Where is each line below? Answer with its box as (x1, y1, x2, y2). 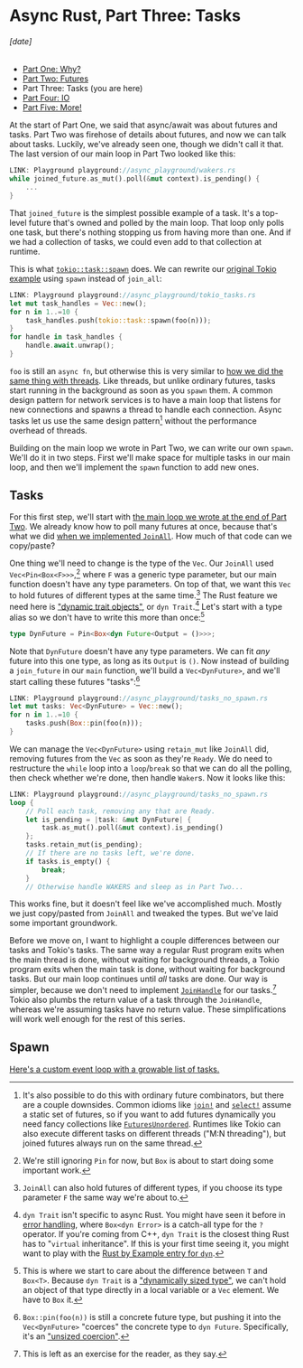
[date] (9, 35, 32, 46)
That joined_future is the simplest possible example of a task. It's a (9, 207, 262, 218)
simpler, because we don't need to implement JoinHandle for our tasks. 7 (9, 983, 277, 996)
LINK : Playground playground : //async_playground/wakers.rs (9, 166, 236, 175)
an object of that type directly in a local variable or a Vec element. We (22, 1284, 280, 1295)
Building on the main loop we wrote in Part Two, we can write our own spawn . (9, 442, 294, 453)
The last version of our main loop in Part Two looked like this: (9, 148, 236, 159)
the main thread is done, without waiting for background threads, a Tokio (9, 954, 280, 965)
